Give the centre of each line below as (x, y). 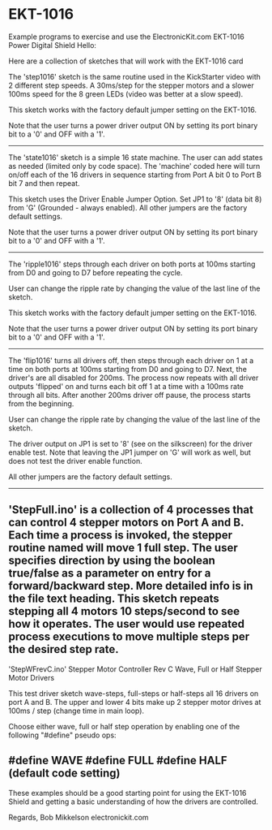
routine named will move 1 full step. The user (123, 548)
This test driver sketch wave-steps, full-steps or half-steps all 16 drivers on (134, 693)
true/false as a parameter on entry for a (110, 573)
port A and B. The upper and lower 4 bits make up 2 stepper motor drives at (135, 702)
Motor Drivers (32, 677)
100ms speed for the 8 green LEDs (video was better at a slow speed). (126, 93)
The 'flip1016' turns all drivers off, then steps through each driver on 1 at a (131, 360)
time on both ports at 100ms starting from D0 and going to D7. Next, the (127, 369)
